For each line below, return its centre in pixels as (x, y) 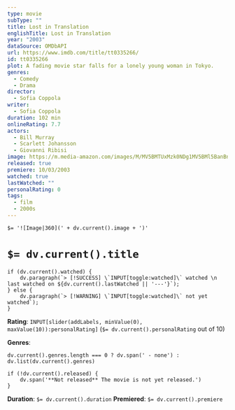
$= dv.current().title (73, 254)
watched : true (28, 176)
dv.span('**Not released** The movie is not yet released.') (111, 380)
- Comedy (26, 79)
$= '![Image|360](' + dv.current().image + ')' (78, 228)
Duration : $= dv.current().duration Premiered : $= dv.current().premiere (115, 399)
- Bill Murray (34, 137)
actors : (19, 131)
